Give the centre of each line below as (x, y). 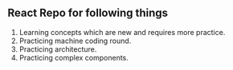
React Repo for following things (88, 13)
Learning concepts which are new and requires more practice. (122, 32)
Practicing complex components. (74, 57)
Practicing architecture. (58, 49)
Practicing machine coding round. (75, 41)
